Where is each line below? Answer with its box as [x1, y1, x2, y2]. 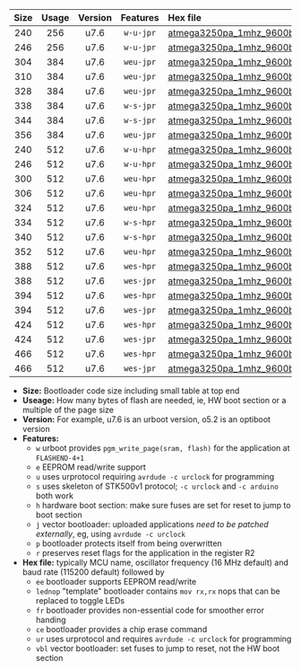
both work [35, 490, 74, 501]
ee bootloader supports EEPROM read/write [35, 577, 197, 586]
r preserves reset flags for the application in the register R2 [35, 548, 255, 558]
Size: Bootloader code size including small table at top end [21, 385, 240, 396]
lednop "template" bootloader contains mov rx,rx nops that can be [35, 586, 280, 596]
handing [35, 614, 66, 625]
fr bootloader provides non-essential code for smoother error [35, 605, 264, 615]
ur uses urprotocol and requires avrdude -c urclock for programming [35, 633, 292, 644]
